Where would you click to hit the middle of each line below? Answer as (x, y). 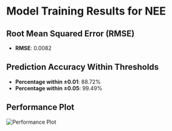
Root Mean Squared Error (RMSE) (71, 34)
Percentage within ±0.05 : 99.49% (59, 88)
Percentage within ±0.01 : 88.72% (58, 82)
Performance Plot (40, 107)
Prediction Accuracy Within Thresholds (83, 67)
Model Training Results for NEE (86, 11)
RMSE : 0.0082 (33, 48)
